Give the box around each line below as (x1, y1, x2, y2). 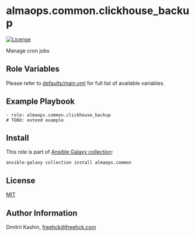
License (6, 175, 36, 185)
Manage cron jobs (6, 47, 50, 54)
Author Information (6, 208, 78, 218)
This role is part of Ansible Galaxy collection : (6, 148, 114, 155)
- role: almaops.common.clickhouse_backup (6, 112, 111, 118)
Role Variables (6, 64, 60, 74)
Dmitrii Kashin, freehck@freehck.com (6, 224, 96, 230)
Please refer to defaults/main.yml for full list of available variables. (6, 79, 165, 86)
